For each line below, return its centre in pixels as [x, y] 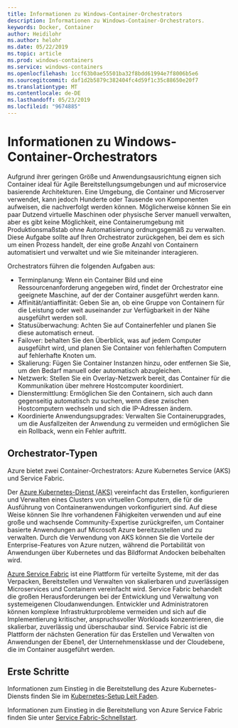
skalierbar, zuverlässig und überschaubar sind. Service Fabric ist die [108, 626]
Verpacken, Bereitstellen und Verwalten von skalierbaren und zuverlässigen [118, 581]
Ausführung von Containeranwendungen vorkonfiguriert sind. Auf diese [113, 507]
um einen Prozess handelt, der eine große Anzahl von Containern [103, 244]
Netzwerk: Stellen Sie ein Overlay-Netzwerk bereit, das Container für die [124, 378]
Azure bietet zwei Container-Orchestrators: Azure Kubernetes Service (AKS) [119, 470]
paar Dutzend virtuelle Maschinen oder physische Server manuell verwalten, [119, 214]
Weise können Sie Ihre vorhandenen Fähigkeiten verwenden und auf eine [114, 515]
